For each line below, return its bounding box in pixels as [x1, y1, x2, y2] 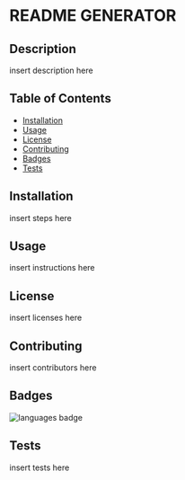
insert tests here [9, 462, 70, 473]
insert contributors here [9, 362, 97, 373]
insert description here [9, 65, 93, 76]
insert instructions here [9, 262, 96, 273]
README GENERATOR [9, 5, 177, 26]
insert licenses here [9, 312, 83, 324]
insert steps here [9, 212, 72, 223]
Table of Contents [9, 91, 112, 106]
